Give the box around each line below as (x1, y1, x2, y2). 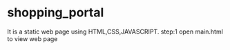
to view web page (7, 34, 58, 42)
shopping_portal (7, 5, 104, 21)
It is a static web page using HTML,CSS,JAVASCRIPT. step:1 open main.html (7, 27, 223, 36)
